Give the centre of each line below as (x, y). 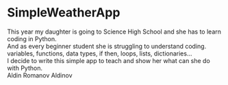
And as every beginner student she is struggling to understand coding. (107, 46)
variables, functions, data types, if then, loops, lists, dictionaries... (100, 53)
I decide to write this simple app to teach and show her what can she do (109, 60)
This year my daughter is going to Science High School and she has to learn (114, 32)
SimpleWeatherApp (64, 13)
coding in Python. (32, 38)
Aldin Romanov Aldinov (40, 75)
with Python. (25, 68)
